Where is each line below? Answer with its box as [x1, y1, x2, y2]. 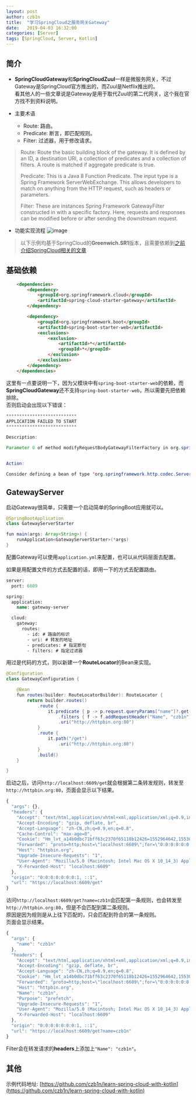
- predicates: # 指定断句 [27, 642, 86, 648]
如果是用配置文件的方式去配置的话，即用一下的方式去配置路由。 [6, 566, 159, 573]
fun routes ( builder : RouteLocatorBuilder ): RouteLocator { [16, 692, 163, 698]
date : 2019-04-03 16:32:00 [6, 25, 77, 31]
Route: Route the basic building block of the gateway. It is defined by [20, 149, 185, 156]
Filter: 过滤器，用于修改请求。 [23, 137, 95, 144]
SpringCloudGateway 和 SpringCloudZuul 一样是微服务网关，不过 [14, 75, 172, 82]
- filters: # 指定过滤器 [27, 648, 83, 654]
